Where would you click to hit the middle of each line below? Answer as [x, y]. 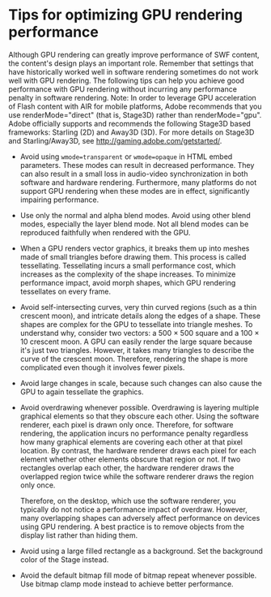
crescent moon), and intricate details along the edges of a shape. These [140, 316]
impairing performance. [59, 200]
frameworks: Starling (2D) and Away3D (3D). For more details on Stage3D [131, 132]
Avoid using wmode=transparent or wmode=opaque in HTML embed [126, 157]
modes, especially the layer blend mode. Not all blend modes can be [134, 224]
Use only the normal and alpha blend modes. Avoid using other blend [135, 215]
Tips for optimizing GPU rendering [125, 15]
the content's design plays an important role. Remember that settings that [131, 63]
